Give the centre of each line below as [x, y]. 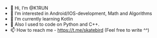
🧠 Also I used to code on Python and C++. [55, 24]
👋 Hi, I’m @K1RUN [29, 8]
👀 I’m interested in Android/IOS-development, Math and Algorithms [81, 13]
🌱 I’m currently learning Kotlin [41, 19]
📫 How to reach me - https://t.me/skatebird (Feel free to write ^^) [80, 30]
